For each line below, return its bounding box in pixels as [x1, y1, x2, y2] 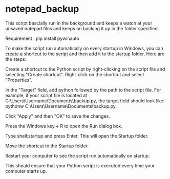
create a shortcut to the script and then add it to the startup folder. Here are [5, 51, 165, 57]
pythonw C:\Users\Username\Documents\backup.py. [5, 103, 117, 109]
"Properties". [5, 77, 33, 83]
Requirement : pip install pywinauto [5, 35, 79, 41]
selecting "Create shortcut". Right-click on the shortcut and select [5, 71, 144, 77]
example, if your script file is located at [5, 92, 88, 98]
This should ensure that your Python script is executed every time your [5, 162, 155, 169]
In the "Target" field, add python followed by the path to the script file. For [5, 86, 161, 93]
